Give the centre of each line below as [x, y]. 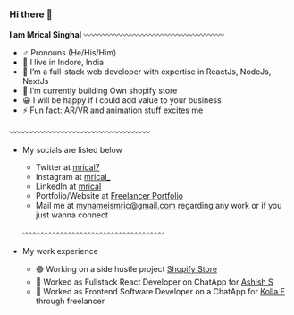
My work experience [60, 251]
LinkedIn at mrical [68, 186]
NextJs [35, 81]
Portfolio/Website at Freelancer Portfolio [109, 196]
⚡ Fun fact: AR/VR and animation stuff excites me [113, 110]
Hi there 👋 [31, 14]
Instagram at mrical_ [73, 177]
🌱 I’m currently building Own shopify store [100, 91]
